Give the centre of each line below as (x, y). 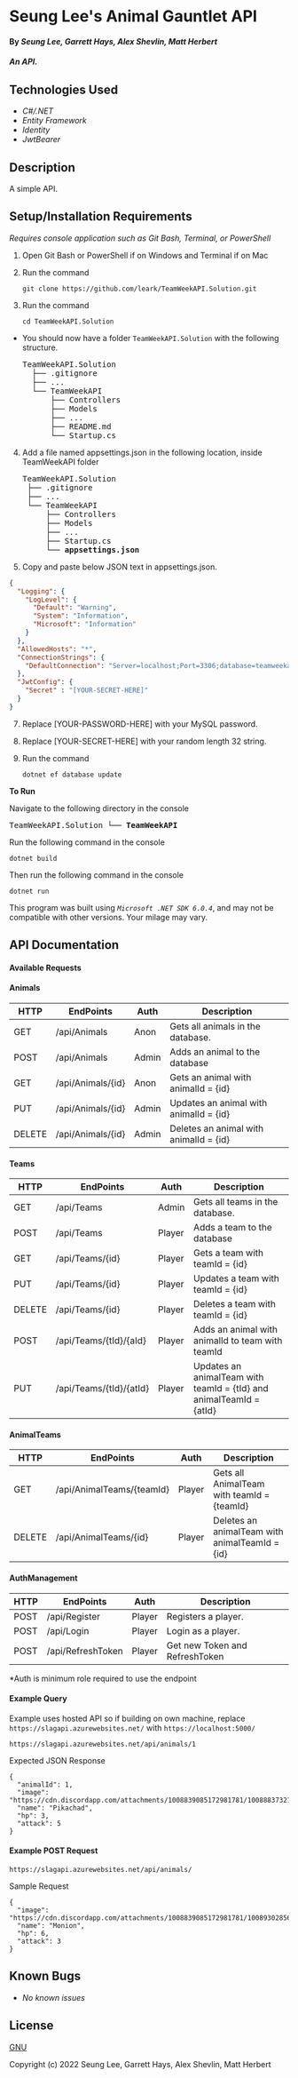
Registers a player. (205, 1616)
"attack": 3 (39, 1942)
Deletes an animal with (217, 1128)
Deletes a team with (235, 1304)
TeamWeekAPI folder (60, 462)
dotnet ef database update (72, 775)
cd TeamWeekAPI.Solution (68, 322)
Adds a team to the (233, 1228)
